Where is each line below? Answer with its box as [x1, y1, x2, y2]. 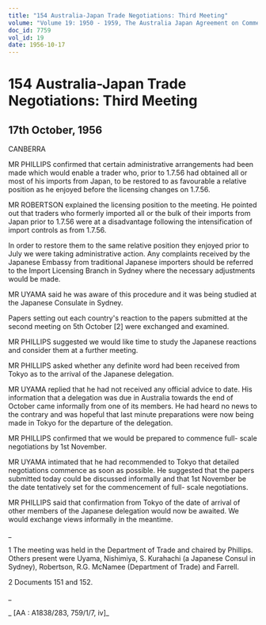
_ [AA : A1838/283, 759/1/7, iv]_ [8, 608, 109, 618]
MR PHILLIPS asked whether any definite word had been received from [8, 361, 240, 370]
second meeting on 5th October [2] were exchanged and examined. [8, 322, 230, 331]
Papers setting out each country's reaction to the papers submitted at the [8, 313, 248, 323]
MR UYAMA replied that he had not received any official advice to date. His [8, 384, 253, 394]
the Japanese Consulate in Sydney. [8, 298, 123, 308]
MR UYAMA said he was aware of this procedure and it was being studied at [8, 290, 257, 299]
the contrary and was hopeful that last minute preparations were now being [8, 410, 254, 419]
